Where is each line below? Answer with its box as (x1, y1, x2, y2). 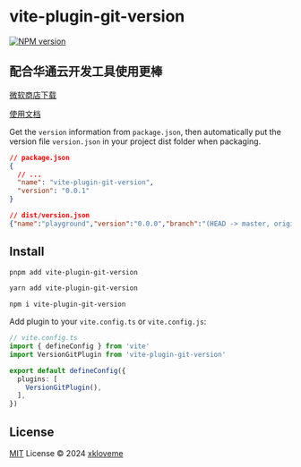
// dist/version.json (9, 211, 90, 220)
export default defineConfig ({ (9, 366, 126, 375)
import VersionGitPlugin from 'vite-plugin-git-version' (9, 350, 227, 359)
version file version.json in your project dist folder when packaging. (9, 136, 262, 147)
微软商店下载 (9, 89, 56, 100)
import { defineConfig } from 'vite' (9, 342, 150, 351)
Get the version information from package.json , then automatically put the (9, 126, 282, 137)
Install (9, 244, 45, 259)
